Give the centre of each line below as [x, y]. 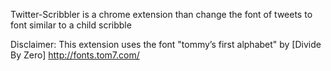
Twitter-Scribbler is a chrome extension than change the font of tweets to [161, 14]
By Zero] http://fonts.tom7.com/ [75, 55]
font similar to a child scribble [71, 25]
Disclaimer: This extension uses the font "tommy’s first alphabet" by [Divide [166, 44]
